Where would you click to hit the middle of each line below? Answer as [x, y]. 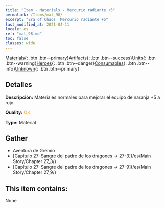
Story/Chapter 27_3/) [34, 161]
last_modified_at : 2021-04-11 [38, 24]
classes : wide [20, 43]
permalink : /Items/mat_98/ [34, 15]
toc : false [17, 39]
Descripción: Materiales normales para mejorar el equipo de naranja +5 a [83, 97]
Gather [17, 138]
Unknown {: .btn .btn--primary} [47, 68]
